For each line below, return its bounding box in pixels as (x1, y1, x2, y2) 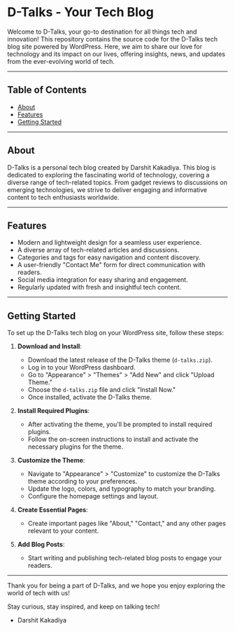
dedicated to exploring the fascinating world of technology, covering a (7, 170, 210, 179)
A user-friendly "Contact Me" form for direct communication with (17, 261, 206, 269)
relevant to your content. (27, 527, 99, 535)
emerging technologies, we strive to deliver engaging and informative (7, 185, 208, 194)
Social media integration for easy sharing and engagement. (17, 276, 188, 284)
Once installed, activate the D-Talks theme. (27, 393, 152, 402)
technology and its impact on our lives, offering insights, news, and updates (7, 50, 226, 58)
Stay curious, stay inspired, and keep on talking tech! (7, 602, 160, 611)
